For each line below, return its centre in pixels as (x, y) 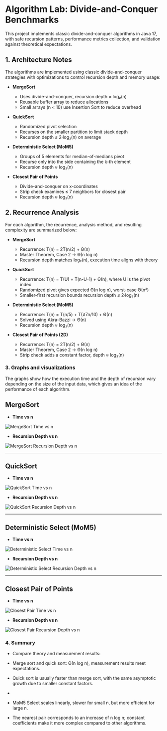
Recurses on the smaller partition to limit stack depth (74, 132)
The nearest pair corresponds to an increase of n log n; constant (79, 718)
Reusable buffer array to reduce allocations (64, 102)
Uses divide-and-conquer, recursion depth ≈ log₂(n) (73, 96)
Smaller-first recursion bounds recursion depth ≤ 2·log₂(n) (80, 295)
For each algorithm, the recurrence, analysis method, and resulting (73, 224)
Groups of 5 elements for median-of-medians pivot (72, 156)
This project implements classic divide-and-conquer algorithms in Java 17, (81, 33)
